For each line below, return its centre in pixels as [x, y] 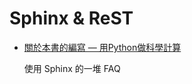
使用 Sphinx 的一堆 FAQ [72, 68]
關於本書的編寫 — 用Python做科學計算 [102, 47]
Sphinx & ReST [71, 18]
